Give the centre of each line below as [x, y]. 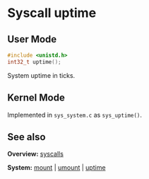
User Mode [32, 39]
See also [26, 137]
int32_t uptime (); [34, 62]
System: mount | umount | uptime [56, 168]
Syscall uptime [52, 13]
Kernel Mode [36, 98]
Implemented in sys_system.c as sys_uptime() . [75, 115]
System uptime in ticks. [41, 75]
